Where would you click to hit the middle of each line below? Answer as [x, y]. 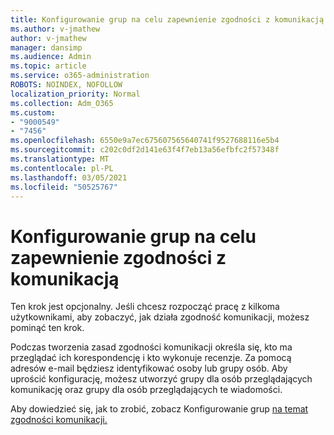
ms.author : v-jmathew [55, 29]
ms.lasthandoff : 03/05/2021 [69, 177]
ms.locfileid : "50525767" [64, 187]
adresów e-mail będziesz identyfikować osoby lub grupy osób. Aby [149, 368]
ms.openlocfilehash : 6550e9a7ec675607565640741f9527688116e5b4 [145, 141]
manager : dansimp [46, 47]
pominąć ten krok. [47, 328]
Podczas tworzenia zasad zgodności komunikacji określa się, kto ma [151, 347]
